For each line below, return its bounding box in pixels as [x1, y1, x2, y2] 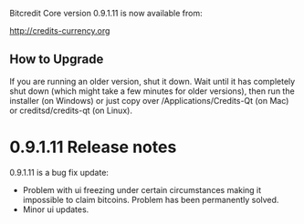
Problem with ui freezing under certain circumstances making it [22, 184, 262, 195]
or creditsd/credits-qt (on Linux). [9, 105, 132, 116]
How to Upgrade [9, 52, 104, 67]
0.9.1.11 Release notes [9, 137, 177, 158]
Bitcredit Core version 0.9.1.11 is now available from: [9, 8, 203, 18]
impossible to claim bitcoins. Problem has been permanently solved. [22, 194, 279, 205]
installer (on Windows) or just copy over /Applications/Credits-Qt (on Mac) [9, 95, 289, 106]
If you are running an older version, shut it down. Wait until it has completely [9, 76, 296, 87]
